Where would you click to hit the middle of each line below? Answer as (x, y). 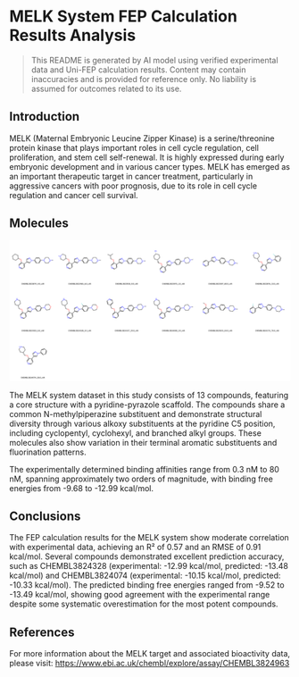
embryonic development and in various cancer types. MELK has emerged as (149, 166)
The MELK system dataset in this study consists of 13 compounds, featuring (149, 395)
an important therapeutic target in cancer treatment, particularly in (131, 176)
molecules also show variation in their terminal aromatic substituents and (143, 442)
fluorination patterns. (48, 452)
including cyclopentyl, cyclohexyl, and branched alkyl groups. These (135, 433)
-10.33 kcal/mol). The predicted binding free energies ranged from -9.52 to (147, 585)
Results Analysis (73, 35)
